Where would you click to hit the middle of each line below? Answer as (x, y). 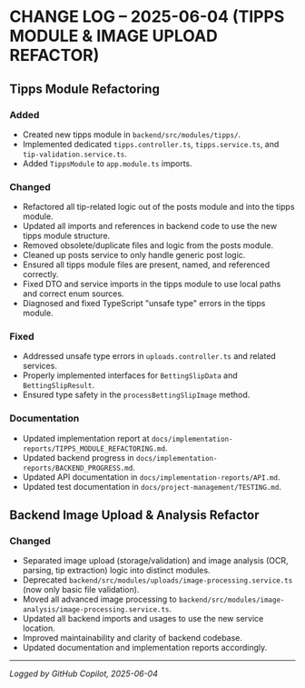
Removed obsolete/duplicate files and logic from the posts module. (148, 245)
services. (39, 366)
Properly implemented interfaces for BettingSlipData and (130, 375)
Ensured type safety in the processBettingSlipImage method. (136, 395)
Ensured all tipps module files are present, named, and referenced (146, 264)
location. (39, 628)
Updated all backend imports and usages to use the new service (143, 619)
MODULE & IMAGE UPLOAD (113, 36)
